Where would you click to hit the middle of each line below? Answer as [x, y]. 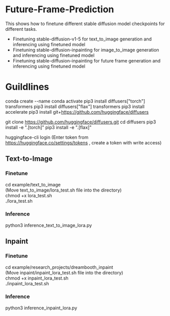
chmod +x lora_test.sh [29, 195]
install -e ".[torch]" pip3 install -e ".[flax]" [49, 127]
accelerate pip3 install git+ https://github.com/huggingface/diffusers [77, 112]
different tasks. [21, 29]
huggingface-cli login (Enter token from [47, 137]
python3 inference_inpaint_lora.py [41, 308]
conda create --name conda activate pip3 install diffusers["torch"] [75, 101]
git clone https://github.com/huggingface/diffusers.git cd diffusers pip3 [81, 122]
